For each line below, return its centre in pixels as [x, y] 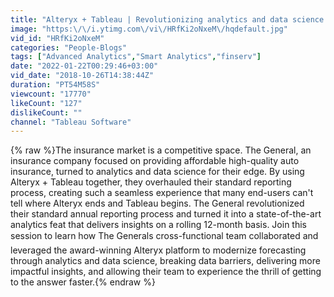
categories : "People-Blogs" [69, 47]
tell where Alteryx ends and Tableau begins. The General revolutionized [157, 203]
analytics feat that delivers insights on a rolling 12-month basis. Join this [158, 225]
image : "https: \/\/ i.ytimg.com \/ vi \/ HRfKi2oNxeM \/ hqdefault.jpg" [149, 29]
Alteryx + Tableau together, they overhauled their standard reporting [151, 182]
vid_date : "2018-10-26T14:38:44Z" [82, 76]
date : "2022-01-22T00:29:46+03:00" [84, 66]
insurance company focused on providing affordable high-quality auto [155, 161]
